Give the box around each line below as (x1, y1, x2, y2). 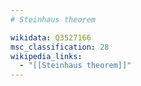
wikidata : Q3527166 (10, 32, 92, 43)
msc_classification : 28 (10, 42, 110, 52)
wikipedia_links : (10, 51, 83, 61)
